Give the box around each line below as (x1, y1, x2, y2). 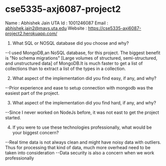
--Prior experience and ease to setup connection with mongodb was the (5, 84, 153, 90)
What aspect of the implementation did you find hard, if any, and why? (12, 99, 157, 105)
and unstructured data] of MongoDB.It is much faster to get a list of (5, 60, 143, 66)
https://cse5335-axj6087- (87, 25, 142, 31)
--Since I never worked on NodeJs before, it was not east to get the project (5, 109, 160, 115)
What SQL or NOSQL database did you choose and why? (12, 40, 129, 46)
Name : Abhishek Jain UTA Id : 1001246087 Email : (5, 20, 108, 26)
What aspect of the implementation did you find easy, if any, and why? (12, 75, 157, 81)
